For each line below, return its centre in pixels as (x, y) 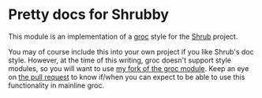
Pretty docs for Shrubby (89, 15)
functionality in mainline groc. (56, 85)
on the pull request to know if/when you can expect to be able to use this (127, 77)
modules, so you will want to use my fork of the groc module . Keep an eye (129, 68)
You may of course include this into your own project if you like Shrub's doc (131, 51)
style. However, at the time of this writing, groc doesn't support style (120, 60)
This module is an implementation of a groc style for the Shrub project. (123, 36)
